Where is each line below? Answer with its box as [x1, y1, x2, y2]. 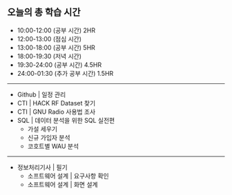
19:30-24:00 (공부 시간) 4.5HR [17, 61, 102, 69]
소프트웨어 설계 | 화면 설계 [27, 180, 98, 188]
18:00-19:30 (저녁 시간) [17, 52, 81, 60]
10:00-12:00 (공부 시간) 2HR [17, 26, 95, 34]
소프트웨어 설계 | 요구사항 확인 [27, 172, 109, 180]
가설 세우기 [27, 125, 57, 133]
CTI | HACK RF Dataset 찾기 [17, 99, 96, 107]
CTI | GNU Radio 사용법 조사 [17, 107, 96, 116]
